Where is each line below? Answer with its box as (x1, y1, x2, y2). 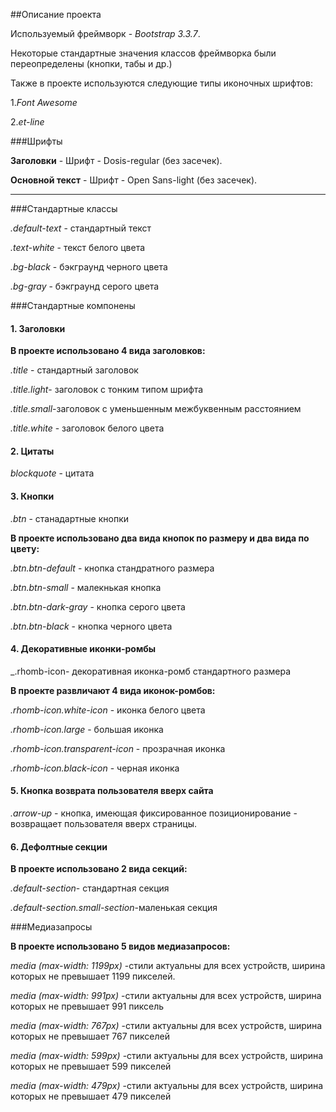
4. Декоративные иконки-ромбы (10, 643, 157, 655)
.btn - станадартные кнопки (10, 512, 129, 524)
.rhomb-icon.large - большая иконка (10, 723, 164, 735)
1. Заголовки (10, 322, 66, 334)
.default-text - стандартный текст (10, 222, 152, 234)
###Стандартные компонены (10, 300, 136, 311)
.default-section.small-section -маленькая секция (10, 902, 218, 914)
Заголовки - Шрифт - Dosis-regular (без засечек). (10, 155, 223, 166)
